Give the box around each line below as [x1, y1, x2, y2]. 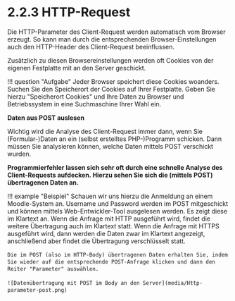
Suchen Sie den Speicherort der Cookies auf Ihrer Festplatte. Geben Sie [7, 85, 216, 93]
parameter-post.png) [7, 286, 68, 293]
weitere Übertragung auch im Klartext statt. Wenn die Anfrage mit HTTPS [7, 221, 220, 230]
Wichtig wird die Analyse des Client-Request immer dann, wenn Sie [7, 127, 203, 135]
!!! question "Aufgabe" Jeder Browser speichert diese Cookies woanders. [7, 77, 220, 85]
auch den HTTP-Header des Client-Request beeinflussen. [7, 42, 174, 51]
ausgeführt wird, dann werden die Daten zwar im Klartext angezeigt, [7, 229, 205, 238]
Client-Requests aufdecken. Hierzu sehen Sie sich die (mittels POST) [7, 171, 213, 179]
